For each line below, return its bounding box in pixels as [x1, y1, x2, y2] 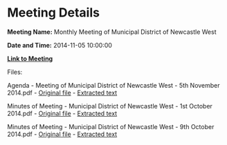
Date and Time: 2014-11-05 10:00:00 [7, 41, 113, 49]
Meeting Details [7, 5, 100, 21]
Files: [7, 68, 23, 76]
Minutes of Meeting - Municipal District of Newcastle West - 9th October [7, 122, 215, 130]
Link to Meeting [7, 54, 53, 63]
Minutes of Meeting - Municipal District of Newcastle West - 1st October [7, 101, 213, 110]
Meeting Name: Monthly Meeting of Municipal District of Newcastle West [7, 28, 217, 36]
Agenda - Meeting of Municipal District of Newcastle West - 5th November [7, 81, 220, 89]
